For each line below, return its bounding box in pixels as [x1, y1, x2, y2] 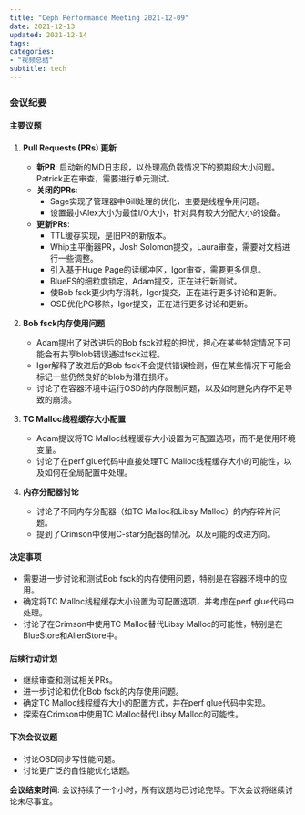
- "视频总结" [9, 56, 54, 65]
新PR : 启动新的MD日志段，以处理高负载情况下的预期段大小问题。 [36, 161, 280, 172]
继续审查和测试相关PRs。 [22, 675, 118, 686]
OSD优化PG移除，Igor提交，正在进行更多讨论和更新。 [49, 298, 253, 309]
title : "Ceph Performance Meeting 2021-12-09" [9, 13, 189, 23]
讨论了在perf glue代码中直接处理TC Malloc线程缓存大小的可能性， [36, 456, 284, 466]
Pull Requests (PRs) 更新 [22, 142, 117, 153]
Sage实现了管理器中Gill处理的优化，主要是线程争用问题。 [49, 196, 265, 206]
